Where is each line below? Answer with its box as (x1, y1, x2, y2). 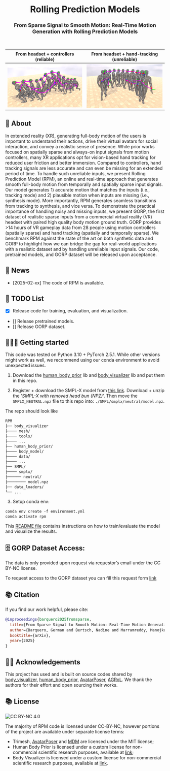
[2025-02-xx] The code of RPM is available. (12, 279, 105, 285)
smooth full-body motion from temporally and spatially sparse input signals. (5, 181, 163, 187)
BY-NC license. (5, 565, 37, 571)
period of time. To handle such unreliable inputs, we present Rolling (5, 170, 146, 176)
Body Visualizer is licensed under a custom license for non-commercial (12, 754, 161, 760)
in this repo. (12, 377, 38, 384)
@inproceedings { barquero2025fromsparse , (5, 617, 92, 622)
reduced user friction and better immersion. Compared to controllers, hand (5, 159, 161, 166)
